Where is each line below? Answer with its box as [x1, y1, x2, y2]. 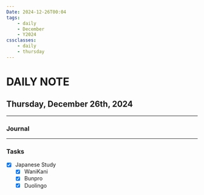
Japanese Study [15, 161, 56, 168]
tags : [6, 15, 20, 21]
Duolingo [24, 182, 47, 189]
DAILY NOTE [6, 74, 70, 88]
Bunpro [24, 175, 43, 182]
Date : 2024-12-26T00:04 [6, 9, 67, 15]
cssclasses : [6, 37, 36, 43]
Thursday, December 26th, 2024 [6, 99, 134, 110]
